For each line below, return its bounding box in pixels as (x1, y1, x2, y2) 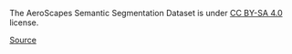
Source (9, 35, 36, 45)
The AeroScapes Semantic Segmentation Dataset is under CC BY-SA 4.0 (9, 8, 283, 18)
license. (9, 17, 39, 28)
